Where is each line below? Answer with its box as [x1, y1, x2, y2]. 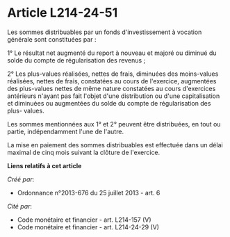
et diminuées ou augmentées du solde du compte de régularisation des [7, 99, 211, 107]
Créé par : [7, 175, 35, 183]
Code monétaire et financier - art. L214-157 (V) [17, 215, 151, 224]
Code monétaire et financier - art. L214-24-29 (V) [17, 222, 160, 231]
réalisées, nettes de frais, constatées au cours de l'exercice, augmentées [7, 76, 217, 85]
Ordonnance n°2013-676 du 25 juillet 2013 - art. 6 [17, 188, 161, 197]
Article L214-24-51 [7, 5, 118, 21]
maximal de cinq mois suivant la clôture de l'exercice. [7, 148, 161, 156]
